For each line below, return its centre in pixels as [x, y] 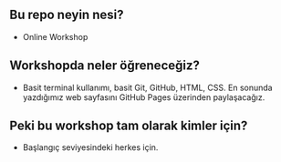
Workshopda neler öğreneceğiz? [105, 66]
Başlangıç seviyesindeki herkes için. [90, 147]
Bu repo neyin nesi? [67, 15]
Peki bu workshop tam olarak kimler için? [129, 126]
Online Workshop [55, 36]
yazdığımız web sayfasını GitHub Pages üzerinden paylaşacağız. [144, 97]
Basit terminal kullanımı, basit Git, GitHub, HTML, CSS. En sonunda [147, 87]
